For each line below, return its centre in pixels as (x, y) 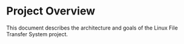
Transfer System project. (37, 34)
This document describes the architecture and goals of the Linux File (92, 28)
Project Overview (51, 11)
